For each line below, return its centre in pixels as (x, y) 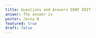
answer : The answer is (29, 14)
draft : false (19, 28)
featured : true (21, 23)
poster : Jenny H (22, 19)
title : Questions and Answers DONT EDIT (48, 10)
